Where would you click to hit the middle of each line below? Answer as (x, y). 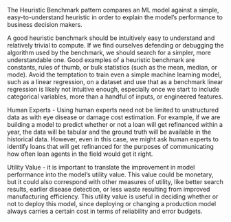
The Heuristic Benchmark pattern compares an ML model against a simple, (113, 10)
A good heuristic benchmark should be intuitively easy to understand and (111, 38)
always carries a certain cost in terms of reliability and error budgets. (105, 211)
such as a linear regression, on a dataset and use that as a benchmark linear (115, 82)
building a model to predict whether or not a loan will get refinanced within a (115, 124)
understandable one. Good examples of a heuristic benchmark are (101, 60)
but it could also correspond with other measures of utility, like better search (115, 182)
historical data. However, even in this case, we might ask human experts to (113, 139)
